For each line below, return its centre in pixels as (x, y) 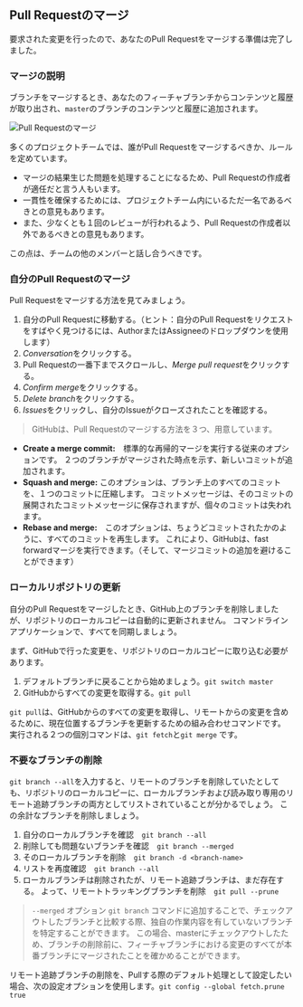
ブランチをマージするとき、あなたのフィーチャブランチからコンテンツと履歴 (151, 98)
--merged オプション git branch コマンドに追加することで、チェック (158, 910)
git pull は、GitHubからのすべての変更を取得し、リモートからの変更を (141, 711)
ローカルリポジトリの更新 (65, 587)
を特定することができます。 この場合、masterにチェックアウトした (156, 933)
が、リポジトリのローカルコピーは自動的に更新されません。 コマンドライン (149, 620)
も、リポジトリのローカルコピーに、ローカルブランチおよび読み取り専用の (148, 793)
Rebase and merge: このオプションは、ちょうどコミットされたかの (151, 527)
